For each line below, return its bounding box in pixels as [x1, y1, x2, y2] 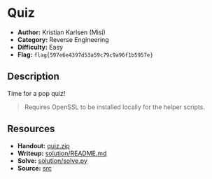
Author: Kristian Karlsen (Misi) [17, 28, 106, 36]
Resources [7, 123, 55, 135]
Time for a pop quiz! [7, 89, 66, 97]
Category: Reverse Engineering [17, 35, 110, 43]
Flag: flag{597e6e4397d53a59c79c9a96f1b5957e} [17, 50, 154, 59]
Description [7, 71, 59, 83]
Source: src [17, 164, 52, 172]
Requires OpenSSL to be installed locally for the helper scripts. [24, 103, 205, 111]
